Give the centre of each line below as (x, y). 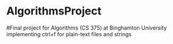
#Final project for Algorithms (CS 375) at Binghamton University (86, 28)
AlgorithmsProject (54, 11)
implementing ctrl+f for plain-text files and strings (69, 34)
